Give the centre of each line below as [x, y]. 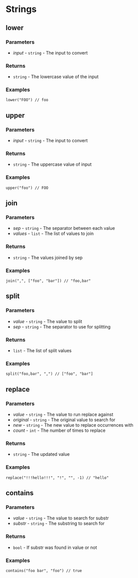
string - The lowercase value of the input [56, 77]
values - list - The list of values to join [53, 233]
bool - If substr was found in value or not [55, 547]
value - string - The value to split [47, 321]
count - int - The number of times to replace [59, 430]
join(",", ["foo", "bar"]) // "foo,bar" [48, 281]
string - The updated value [41, 454]
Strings [21, 9]
